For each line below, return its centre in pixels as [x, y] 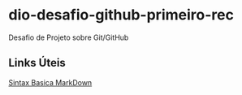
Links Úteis [37, 63]
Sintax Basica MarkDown [50, 82]
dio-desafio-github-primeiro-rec [121, 15]
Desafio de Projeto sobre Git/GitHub [69, 37]
